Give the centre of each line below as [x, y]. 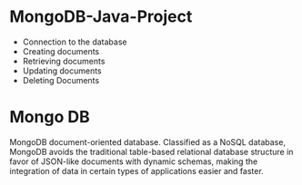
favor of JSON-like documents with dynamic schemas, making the [134, 161]
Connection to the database [75, 42]
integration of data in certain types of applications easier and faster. [136, 170]
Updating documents [62, 71]
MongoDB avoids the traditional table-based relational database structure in [151, 151]
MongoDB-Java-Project [101, 17]
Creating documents [61, 51]
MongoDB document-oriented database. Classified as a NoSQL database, [148, 141]
